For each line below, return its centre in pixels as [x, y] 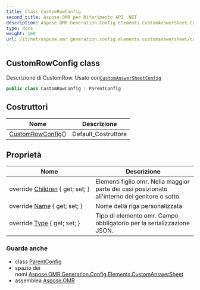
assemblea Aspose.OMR [45, 280]
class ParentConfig [38, 261]
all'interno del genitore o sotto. [138, 197]
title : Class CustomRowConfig [44, 12]
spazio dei [27, 267]
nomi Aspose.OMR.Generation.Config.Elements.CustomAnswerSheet [99, 274]
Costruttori [27, 107]
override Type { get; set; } [45, 223]
